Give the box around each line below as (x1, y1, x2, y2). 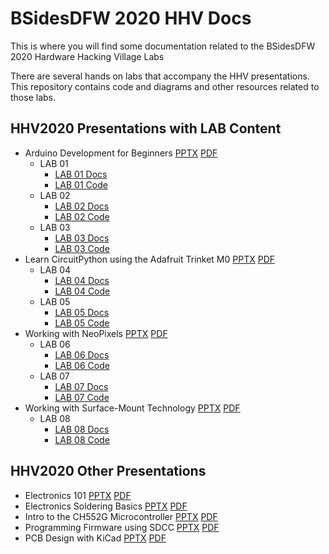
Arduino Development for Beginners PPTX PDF (24, 147, 218, 159)
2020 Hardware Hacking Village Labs (10, 50, 165, 62)
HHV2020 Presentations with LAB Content (10, 120, 282, 137)
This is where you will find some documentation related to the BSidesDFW (10, 40, 316, 52)
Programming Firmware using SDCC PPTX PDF (24, 521, 220, 533)
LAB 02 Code (54, 210, 110, 222)
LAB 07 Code (54, 391, 110, 403)
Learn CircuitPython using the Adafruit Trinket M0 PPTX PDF (24, 253, 276, 265)
